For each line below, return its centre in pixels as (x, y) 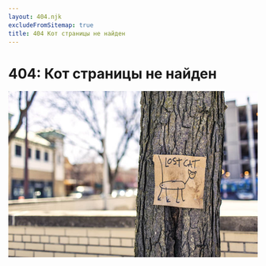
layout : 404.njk (35, 17)
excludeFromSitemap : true (51, 25)
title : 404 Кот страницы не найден (67, 33)
